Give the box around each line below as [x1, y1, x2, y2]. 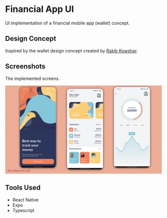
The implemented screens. [5, 75, 60, 81]
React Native [12, 197, 39, 203]
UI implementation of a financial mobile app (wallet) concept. [5, 20, 130, 26]
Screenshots [5, 62, 46, 71]
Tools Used [5, 184, 41, 192]
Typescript [12, 207, 35, 213]
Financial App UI [5, 3, 74, 15]
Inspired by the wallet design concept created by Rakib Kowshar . [5, 47, 138, 53]
